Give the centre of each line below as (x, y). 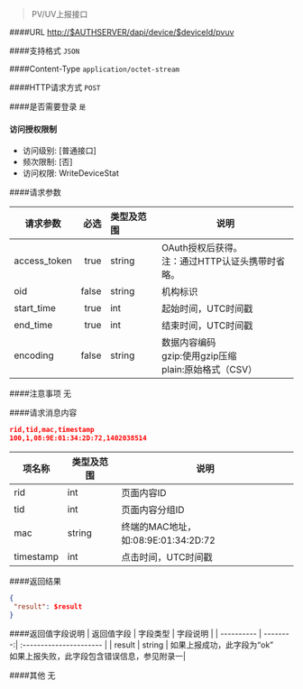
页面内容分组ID (153, 510)
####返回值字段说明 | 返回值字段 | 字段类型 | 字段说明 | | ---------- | (136, 633)
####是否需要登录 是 (48, 106)
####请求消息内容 (43, 413)
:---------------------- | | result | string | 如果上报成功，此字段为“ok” (147, 645)
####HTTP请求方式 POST (55, 87)
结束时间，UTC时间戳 (207, 326)
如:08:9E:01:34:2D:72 (169, 540)
